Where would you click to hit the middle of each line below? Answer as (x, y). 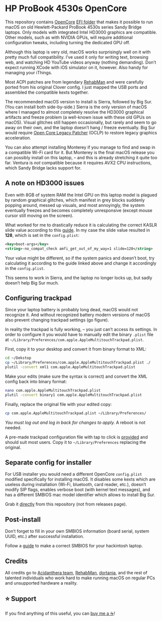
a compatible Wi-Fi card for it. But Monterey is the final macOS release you (80, 152)
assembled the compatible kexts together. (47, 92)
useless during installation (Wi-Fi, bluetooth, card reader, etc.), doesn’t (76, 485)
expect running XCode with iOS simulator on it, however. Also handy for (76, 67)
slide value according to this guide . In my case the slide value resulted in (78, 230)
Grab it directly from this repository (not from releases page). (66, 504)
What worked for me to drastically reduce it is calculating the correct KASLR (81, 225)
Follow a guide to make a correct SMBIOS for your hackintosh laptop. (74, 546)
